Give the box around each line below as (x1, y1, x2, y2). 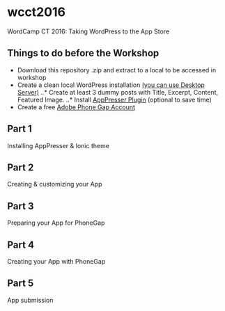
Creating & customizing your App (7, 180, 102, 189)
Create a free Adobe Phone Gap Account (17, 102, 136, 111)
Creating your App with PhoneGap (7, 257, 106, 265)
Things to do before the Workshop (7, 47, 160, 59)
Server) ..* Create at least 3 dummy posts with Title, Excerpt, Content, (17, 88, 219, 96)
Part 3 (7, 200, 34, 212)
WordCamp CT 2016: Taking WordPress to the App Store (7, 27, 170, 35)
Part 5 (7, 278, 34, 289)
